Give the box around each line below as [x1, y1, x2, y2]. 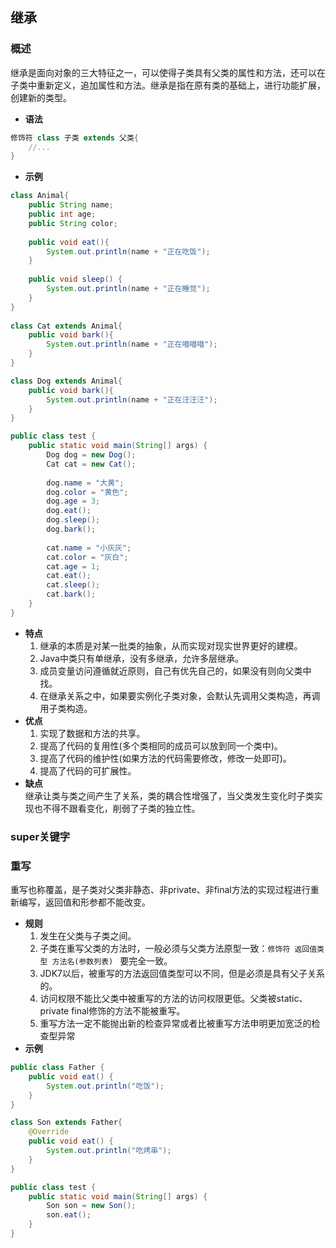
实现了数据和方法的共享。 [39, 727, 146, 739]
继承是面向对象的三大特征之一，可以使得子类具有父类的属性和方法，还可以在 [10, 66, 326, 78]
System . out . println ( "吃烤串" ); [46, 1146, 172, 1156]
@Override [28, 1127, 70, 1137]
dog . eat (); [46, 506, 92, 516]
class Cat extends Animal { [10, 321, 123, 331]
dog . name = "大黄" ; [46, 478, 125, 488]
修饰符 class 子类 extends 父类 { [10, 133, 139, 143]
